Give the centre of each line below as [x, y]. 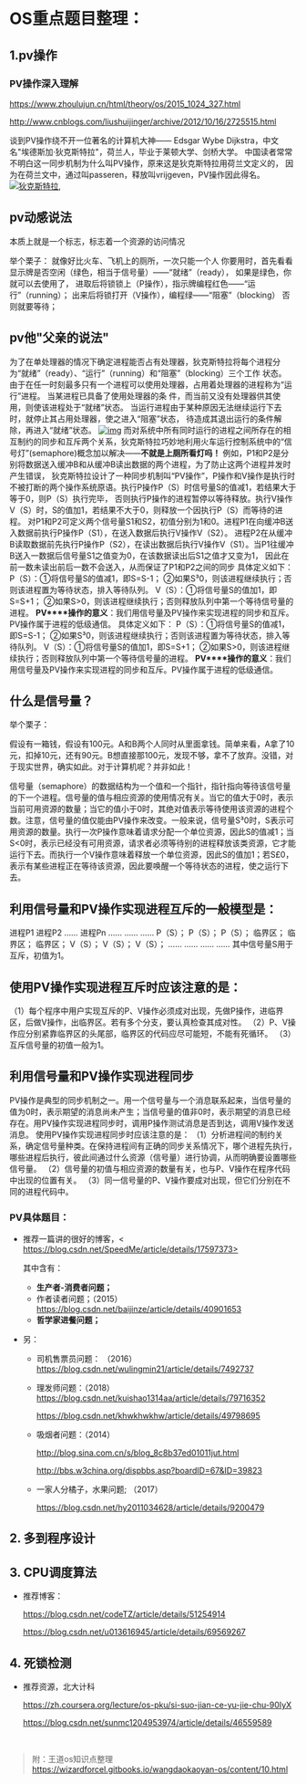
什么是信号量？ [51, 700]
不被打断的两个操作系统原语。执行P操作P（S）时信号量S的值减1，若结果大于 [153, 487]
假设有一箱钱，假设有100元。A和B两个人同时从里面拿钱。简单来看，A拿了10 [152, 744]
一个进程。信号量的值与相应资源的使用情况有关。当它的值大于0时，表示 [159, 798]
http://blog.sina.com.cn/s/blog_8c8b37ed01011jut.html [138, 1453]
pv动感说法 [41, 218]
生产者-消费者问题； [74, 1288]
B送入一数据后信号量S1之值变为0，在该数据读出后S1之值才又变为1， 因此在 [149, 555]
